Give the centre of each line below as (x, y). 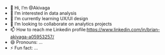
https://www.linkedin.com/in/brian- (123, 30)
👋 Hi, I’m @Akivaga (30, 8)
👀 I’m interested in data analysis (43, 13)
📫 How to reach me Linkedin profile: (48, 30)
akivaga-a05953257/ (32, 37)
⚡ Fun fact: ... (24, 48)
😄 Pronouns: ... (26, 42)
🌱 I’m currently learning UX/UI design (49, 18)
